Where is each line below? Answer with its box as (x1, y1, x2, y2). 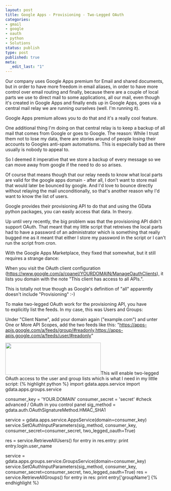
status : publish (5, 45, 40, 50)
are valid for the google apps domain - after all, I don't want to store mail (5, 177, 157, 183)
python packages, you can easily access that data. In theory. (5, 209, 133, 215)
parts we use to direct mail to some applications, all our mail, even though (5, 95, 160, 101)
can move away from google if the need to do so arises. (5, 162, 122, 168)
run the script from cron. (5, 240, 57, 246)
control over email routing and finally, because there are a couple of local (5, 89, 159, 95)
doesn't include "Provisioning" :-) (5, 291, 75, 298)
